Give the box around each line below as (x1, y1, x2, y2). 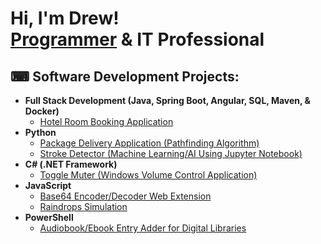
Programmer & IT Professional (10, 28, 265, 51)
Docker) (24, 105, 60, 117)
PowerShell (24, 212, 74, 223)
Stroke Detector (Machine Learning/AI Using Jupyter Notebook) (39, 148, 303, 159)
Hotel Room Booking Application (39, 116, 174, 127)
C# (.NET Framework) (24, 158, 118, 170)
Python (24, 127, 57, 138)
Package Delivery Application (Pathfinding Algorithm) (39, 137, 260, 149)
